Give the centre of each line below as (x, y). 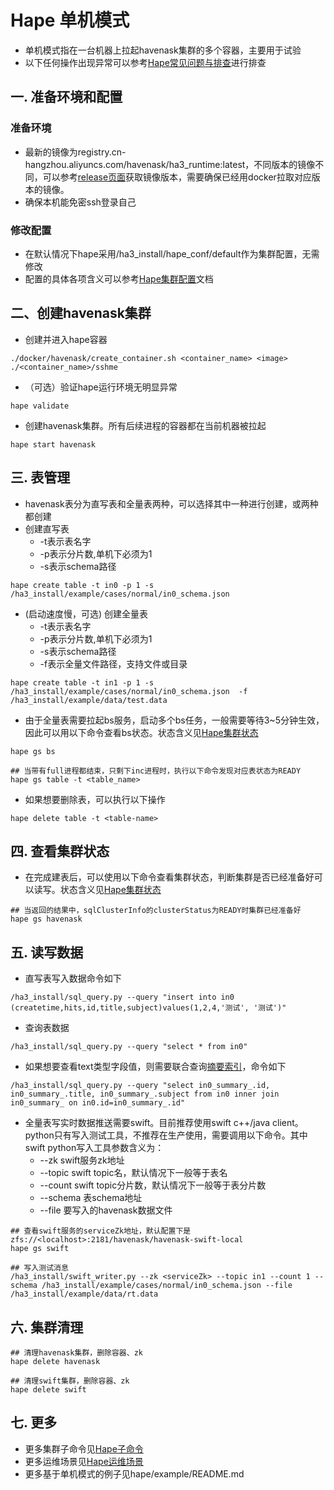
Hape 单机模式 (70, 20)
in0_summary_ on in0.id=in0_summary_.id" (98, 1103)
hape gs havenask (46, 919)
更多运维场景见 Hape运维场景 (84, 1461)
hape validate (40, 406)
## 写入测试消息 (39, 1268)
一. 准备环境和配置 (66, 97)
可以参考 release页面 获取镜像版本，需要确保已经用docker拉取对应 (177, 177)
